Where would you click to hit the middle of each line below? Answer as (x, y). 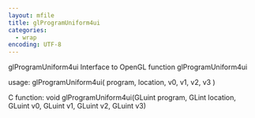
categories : (28, 30)
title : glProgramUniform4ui (54, 23)
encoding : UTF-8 (35, 45)
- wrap (26, 37)
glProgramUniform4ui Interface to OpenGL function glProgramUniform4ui (128, 67)
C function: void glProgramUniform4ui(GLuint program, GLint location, (122, 98)
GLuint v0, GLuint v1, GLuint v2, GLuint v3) (77, 106)
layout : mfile (32, 15)
